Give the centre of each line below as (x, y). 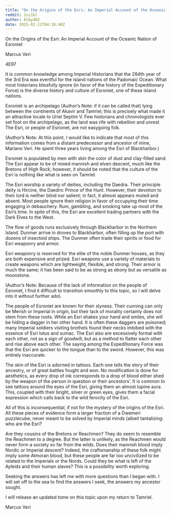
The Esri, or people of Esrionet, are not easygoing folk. (63, 128)
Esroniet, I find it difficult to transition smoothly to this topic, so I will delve (83, 291)
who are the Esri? (24, 424)
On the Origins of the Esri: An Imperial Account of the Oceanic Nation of (81, 39)
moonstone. (18, 275)
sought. (13, 487)
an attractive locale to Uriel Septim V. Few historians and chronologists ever (85, 117)
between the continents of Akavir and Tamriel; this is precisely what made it (85, 111)
